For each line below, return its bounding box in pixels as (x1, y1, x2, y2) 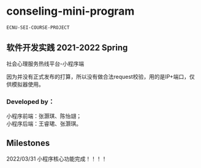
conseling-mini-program (6, 4, 135, 18)
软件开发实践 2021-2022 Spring (6, 43, 128, 53)
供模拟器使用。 (6, 81, 44, 88)
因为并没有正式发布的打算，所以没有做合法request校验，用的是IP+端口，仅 (6, 73, 195, 80)
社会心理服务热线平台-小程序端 (6, 60, 85, 67)
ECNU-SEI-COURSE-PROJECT (6, 24, 70, 31)
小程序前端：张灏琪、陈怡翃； (6, 112, 82, 120)
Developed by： (6, 97, 55, 106)
